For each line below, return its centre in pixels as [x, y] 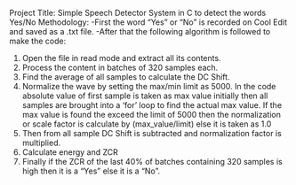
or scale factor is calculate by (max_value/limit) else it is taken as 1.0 [147, 124]
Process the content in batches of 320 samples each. [120, 67]
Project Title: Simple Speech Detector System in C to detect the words [138, 13]
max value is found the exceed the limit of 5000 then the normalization [152, 115]
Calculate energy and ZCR [70, 152]
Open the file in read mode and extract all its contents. [121, 58]
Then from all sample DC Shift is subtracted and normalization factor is [152, 133]
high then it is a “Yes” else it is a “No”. [91, 171]
